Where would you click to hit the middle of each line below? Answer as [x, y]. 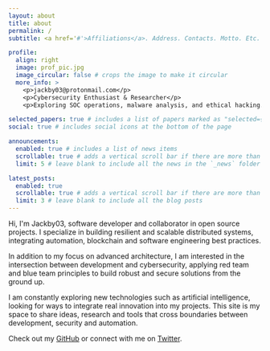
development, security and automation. [73, 323]
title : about [30, 23]
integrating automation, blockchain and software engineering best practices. [135, 241]
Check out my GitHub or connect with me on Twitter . [95, 339]
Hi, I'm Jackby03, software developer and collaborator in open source [124, 223]
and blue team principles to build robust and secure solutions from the [125, 273]
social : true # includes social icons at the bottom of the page [120, 127]
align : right [37, 60]
